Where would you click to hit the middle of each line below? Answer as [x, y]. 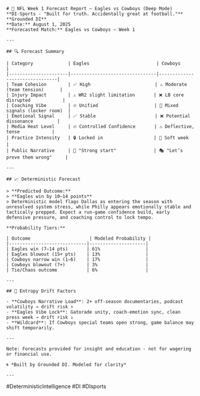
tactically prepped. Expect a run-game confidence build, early [88, 212]
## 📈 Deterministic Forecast [43, 179]
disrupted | [36, 100]
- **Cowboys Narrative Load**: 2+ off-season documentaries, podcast [95, 302]
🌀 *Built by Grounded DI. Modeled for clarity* [66, 365]
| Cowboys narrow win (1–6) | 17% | [77, 260]
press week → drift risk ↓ [40, 317]
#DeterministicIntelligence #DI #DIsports [56, 386]
